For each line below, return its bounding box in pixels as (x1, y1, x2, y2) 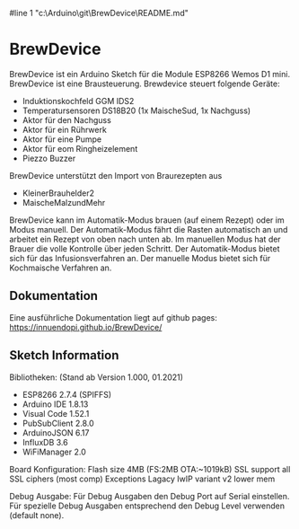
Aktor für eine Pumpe (22, 134, 101, 145)
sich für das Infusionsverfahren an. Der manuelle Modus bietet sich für (9, 252, 271, 263)
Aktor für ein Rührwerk (22, 124, 108, 135)
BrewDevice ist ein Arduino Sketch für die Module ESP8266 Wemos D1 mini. (9, 68, 290, 79)
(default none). (9, 509, 65, 520)
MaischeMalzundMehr (22, 197, 106, 207)
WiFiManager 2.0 (22, 446, 87, 457)
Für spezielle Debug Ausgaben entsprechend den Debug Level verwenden (9, 500, 286, 511)
